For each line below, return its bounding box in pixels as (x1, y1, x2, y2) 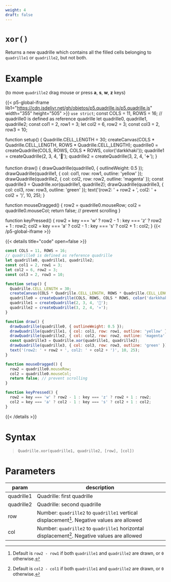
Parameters (5, 465, 56, 477)
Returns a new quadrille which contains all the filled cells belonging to (5, 49, 152, 55)
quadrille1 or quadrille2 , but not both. (5, 55, 88, 61)
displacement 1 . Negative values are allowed (37, 515, 142, 524)
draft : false (5, 12, 33, 17)
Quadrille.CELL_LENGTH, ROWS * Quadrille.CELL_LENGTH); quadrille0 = (5, 142, 159, 148)
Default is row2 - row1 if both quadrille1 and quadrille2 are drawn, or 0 (12, 550, 164, 556)
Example (5, 73, 43, 84)
